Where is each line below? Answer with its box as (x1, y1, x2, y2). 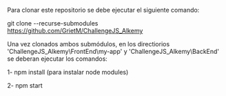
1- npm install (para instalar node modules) (7, 68, 129, 76)
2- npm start (7, 81, 43, 89)
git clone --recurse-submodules (7, 19, 99, 27)
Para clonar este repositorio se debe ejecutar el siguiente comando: (7, 6, 200, 14)
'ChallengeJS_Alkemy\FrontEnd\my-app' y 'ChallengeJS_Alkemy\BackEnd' (7, 48, 220, 55)
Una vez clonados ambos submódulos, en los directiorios (7, 40, 170, 48)
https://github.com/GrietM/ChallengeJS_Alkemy (7, 27, 143, 35)
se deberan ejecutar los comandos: (7, 55, 108, 63)
